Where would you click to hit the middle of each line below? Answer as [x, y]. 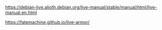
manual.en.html [21, 12]
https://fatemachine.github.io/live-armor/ [47, 22]
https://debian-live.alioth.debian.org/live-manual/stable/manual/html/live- [81, 7]
